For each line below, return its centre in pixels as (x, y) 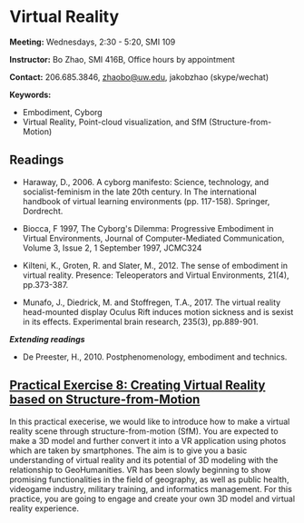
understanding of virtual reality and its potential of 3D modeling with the (144, 459)
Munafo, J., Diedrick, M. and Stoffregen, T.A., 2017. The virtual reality (152, 302)
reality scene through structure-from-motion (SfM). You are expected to (144, 431)
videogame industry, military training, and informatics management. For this (151, 488)
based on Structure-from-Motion (105, 400)
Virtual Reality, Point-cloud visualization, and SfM (114, 122)
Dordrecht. (43, 211)
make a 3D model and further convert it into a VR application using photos (148, 440)
